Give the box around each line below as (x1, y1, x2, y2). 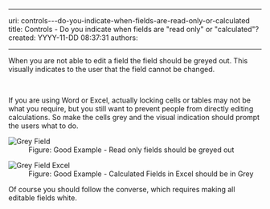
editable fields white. (8, 193, 78, 203)
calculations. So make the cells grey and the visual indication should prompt (8, 113, 260, 122)
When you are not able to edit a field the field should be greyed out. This (8, 56, 248, 65)
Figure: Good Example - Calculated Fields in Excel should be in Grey (28, 169, 254, 179)
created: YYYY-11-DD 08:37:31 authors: (8, 33, 138, 42)
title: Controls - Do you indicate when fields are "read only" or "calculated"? (8, 25, 260, 34)
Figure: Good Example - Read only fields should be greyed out (28, 145, 235, 155)
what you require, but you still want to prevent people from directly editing (8, 104, 254, 113)
